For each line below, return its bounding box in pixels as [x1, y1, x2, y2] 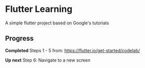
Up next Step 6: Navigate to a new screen [5, 57, 91, 63]
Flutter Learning [5, 3, 73, 15]
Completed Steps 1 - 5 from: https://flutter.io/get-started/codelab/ [5, 47, 140, 53]
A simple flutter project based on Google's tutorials [5, 20, 109, 26]
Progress [5, 34, 34, 43]
